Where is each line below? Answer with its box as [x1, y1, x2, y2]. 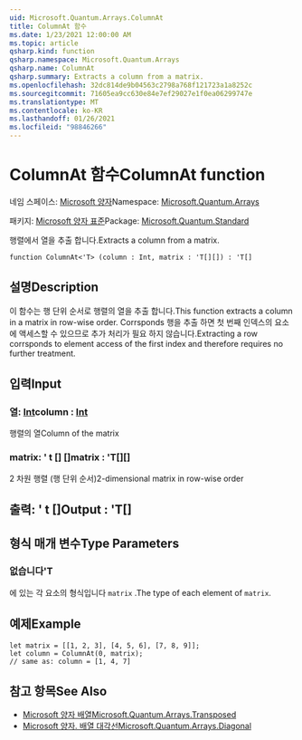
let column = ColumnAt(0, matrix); [9, 649, 144, 658]
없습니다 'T [9, 565, 53, 578]
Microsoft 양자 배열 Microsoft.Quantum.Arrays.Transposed [22, 709, 237, 720]
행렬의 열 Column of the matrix [9, 428, 119, 439]
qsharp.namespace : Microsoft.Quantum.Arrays [9, 55, 180, 64]
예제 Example [9, 617, 81, 632]
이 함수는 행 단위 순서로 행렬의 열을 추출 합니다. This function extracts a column [9, 305, 294, 316]
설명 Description [9, 280, 99, 295]
